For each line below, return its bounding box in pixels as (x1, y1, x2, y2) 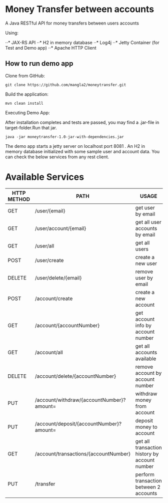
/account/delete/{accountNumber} (34, 372, 116, 379)
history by (135, 450, 159, 457)
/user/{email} (34, 207, 65, 214)
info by (135, 322, 151, 329)
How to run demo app (5, 59, 73, 68)
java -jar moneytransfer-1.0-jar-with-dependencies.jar (5, 134, 124, 139)
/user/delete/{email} (34, 274, 82, 281)
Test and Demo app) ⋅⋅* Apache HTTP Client (5, 45, 96, 51)
